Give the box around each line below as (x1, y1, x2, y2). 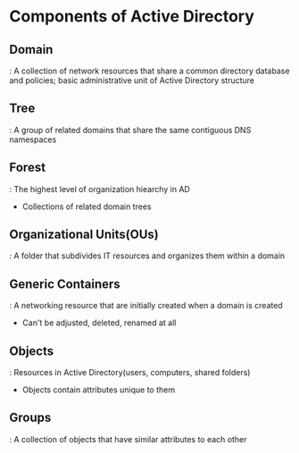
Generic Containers (9, 276, 120, 291)
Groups (9, 410, 52, 425)
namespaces (9, 134, 57, 145)
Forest (9, 160, 46, 175)
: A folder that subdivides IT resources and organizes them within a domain (9, 250, 286, 261)
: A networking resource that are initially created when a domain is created (9, 300, 283, 311)
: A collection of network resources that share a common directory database (9, 65, 290, 76)
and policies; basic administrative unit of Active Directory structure (9, 75, 254, 86)
